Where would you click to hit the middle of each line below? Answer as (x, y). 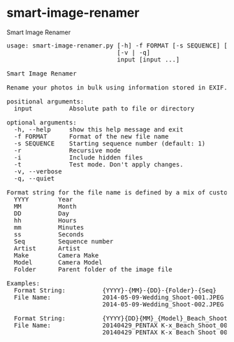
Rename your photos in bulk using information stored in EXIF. (117, 87)
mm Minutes (49, 227)
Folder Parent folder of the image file (93, 269)
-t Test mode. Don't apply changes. (98, 164)
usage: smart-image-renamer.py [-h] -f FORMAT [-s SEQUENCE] (114, 45)
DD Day (42, 213)
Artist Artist (47, 248)
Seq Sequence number (64, 241)
